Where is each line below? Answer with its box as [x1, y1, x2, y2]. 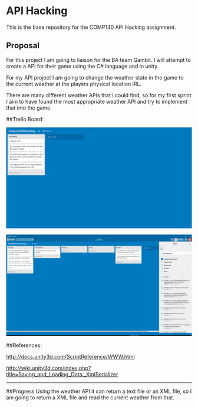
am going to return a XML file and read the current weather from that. [6, 394, 175, 401]
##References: [6, 342, 42, 349]
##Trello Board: [6, 115, 44, 123]
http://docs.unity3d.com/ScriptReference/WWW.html [6, 353, 135, 360]
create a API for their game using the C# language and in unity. [6, 62, 159, 70]
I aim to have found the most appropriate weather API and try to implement [6, 98, 187, 105]
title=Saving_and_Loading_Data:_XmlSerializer [6, 371, 118, 378]
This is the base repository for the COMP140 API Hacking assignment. [6, 24, 176, 31]
